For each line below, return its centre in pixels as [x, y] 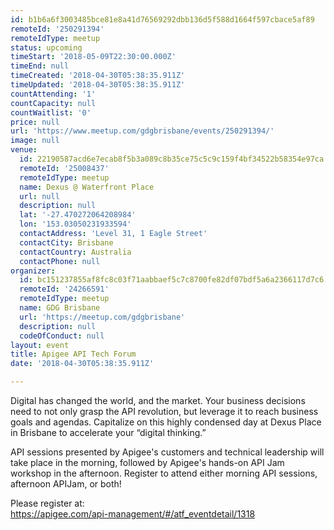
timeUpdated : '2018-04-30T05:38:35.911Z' [98, 85]
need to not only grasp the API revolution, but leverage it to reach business [164, 411]
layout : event [40, 345]
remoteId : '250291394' [57, 29]
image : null [35, 141]
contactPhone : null [60, 261]
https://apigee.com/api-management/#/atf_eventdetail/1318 [133, 514]
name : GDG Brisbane [60, 308]
